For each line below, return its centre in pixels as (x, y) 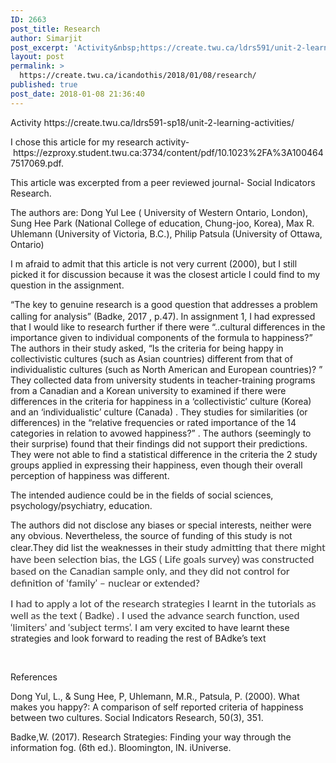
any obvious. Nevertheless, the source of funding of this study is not (151, 535)
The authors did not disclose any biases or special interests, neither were (161, 525)
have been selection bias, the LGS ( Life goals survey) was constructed (162, 558)
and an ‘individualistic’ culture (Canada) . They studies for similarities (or (159, 412)
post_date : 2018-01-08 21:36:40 (77, 94)
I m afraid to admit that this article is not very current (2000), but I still (154, 263)
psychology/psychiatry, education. (81, 505)
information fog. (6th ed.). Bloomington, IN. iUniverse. (121, 747)
